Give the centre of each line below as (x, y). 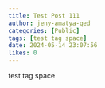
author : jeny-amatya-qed (49, 23)
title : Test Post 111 (44, 16)
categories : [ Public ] (44, 30)
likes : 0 (23, 53)
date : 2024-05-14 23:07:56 (53, 46)
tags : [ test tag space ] (48, 38)
